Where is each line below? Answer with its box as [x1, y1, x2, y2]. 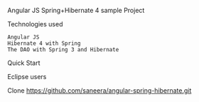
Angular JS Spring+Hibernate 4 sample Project [7, 6, 145, 14]
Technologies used [7, 20, 63, 28]
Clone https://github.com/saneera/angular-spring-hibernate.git [7, 86, 192, 95]
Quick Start [7, 58, 41, 67]
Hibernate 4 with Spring [7, 40, 81, 47]
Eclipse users [7, 73, 47, 81]
